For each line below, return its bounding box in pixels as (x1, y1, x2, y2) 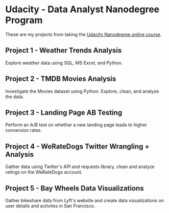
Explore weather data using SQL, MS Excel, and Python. (5, 60, 123, 66)
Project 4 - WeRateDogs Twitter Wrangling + (5, 142, 150, 151)
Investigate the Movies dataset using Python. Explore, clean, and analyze (5, 88, 159, 94)
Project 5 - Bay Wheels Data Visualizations (5, 184, 144, 193)
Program (5, 14, 43, 26)
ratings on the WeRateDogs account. (5, 169, 83, 175)
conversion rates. (5, 127, 42, 133)
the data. (5, 93, 24, 100)
